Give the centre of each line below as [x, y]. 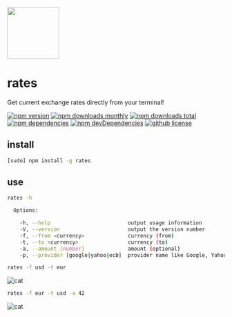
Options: [26, 211]
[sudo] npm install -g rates [49, 161]
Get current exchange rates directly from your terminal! [86, 102]
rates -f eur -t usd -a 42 [46, 294]
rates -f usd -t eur [37, 268]
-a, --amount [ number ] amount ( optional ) [100, 249]
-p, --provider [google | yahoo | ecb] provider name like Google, [114, 255]
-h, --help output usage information [111, 223]
